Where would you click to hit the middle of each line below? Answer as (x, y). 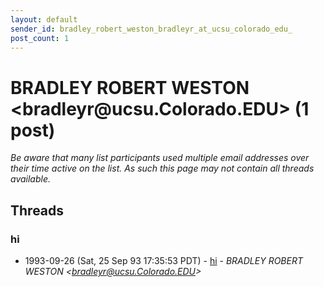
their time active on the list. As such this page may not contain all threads (162, 168)
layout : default (44, 19)
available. (31, 179)
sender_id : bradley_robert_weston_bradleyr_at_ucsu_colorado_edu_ (151, 29)
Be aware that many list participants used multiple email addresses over (160, 158)
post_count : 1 (40, 38)
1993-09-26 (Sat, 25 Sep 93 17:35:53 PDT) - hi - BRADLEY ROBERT (163, 260)
